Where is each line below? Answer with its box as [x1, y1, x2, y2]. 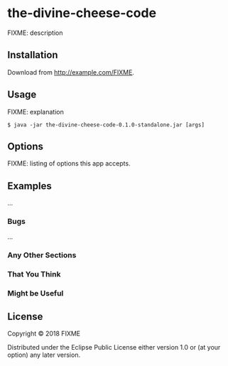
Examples [7, 180, 52, 192]
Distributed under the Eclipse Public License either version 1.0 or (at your [7, 343, 221, 352]
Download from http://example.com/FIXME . [7, 68, 135, 76]
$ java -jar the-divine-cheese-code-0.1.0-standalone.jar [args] [7, 121, 205, 129]
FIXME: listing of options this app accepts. [7, 159, 131, 168]
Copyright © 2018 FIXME [7, 329, 81, 338]
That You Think [7, 269, 61, 279]
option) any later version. [7, 350, 80, 360]
